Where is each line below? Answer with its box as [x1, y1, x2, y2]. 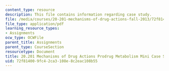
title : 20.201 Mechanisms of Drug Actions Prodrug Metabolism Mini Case [5, 53, 161, 59]
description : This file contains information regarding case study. [5, 12, 152, 17]
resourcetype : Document [5, 49, 55, 54]
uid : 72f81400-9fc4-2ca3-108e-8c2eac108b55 [5, 58, 98, 63]
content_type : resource [5, 7, 55, 12]
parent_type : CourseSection [5, 44, 64, 49]
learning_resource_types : [5, 26, 59, 31]
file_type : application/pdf [5, 21, 64, 26]
